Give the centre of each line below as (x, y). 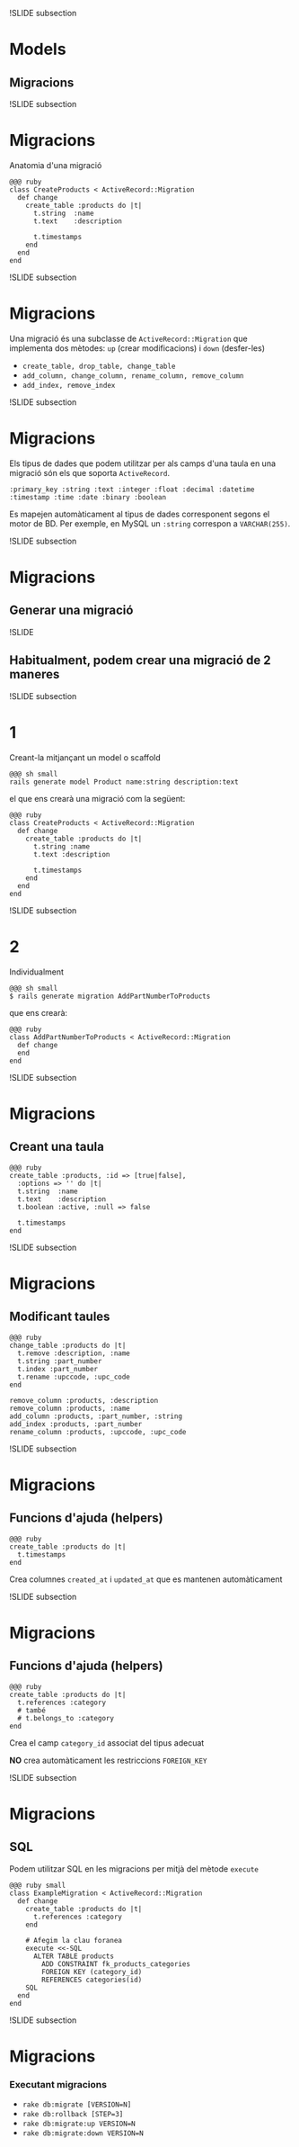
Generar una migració (71, 611)
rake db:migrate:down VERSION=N (83, 2133)
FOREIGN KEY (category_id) (92, 1972)
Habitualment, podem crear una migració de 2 (140, 660)
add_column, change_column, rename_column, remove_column (133, 376)
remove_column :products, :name (70, 1408)
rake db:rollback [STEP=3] (73, 2114)
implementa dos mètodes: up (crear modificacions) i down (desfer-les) (137, 348)
